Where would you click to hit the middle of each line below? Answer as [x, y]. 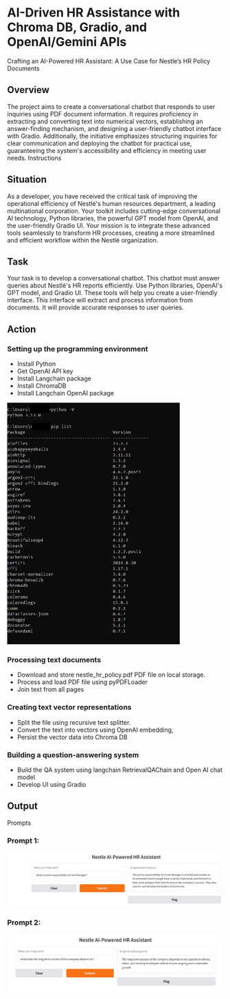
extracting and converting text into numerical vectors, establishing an [105, 121]
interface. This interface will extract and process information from [100, 300]
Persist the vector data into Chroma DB [72, 737]
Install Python [36, 364]
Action [22, 329]
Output [22, 806]
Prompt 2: [24, 923]
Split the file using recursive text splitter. [74, 722]
